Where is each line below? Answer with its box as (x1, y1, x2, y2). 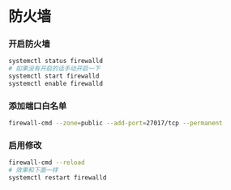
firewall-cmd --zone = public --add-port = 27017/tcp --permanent (8, 119, 223, 128)
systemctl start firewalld (8, 72, 100, 81)
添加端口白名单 (8, 100, 67, 112)
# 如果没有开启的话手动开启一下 (8, 65, 101, 73)
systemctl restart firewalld (8, 174, 107, 182)
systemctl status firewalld (8, 57, 104, 65)
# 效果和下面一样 (8, 167, 58, 175)
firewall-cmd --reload (8, 158, 85, 167)
